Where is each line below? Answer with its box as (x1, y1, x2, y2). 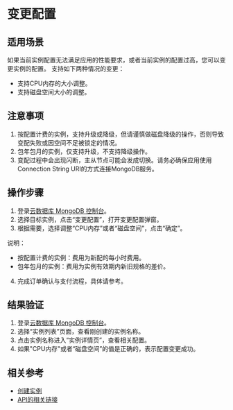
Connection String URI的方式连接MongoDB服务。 (17, 164, 158, 173)
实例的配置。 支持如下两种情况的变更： (12, 65, 125, 73)
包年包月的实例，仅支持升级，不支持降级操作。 (17, 147, 151, 155)
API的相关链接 (17, 395, 58, 404)
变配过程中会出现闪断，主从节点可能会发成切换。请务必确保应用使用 (17, 155, 212, 164)
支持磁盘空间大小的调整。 (17, 88, 91, 96)
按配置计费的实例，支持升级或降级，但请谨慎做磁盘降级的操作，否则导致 (17, 130, 224, 138)
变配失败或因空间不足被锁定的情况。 (17, 138, 121, 146)
